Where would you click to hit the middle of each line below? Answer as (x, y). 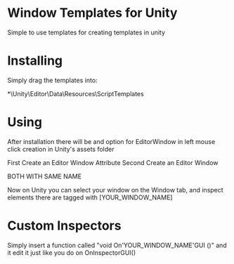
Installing (35, 61)
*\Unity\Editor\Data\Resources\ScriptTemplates (76, 93)
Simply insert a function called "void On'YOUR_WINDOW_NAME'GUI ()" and (117, 245)
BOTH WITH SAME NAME (45, 176)
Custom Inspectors (64, 225)
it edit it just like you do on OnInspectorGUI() (72, 252)
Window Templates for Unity (92, 13)
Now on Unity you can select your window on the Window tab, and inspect (115, 190)
